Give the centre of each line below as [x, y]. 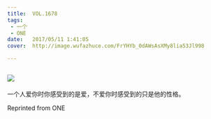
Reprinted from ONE [36, 108]
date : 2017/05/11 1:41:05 [48, 40]
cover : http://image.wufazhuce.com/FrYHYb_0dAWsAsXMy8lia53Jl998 [106, 46]
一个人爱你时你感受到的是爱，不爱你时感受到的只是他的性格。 [96, 94]
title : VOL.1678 [32, 14]
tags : [15, 20]
